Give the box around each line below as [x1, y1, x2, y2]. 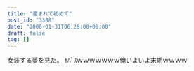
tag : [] [7, 36, 30, 43]
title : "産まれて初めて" [7, 10, 72, 17]
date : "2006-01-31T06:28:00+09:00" [7, 23, 112, 30]
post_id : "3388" [7, 17, 55, 24]
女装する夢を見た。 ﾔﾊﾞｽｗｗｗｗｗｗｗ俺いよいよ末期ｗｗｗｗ [7, 56, 188, 65]
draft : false [7, 29, 46, 37]
